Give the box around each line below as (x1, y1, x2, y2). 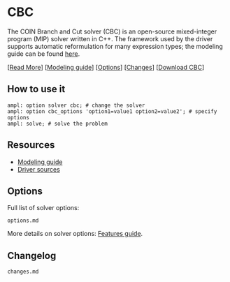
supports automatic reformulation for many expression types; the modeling (7, 42, 224, 50)
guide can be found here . (7, 50, 80, 58)
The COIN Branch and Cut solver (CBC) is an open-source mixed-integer (7, 27, 217, 36)
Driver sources (17, 165, 61, 173)
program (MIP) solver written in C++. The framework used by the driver (7, 34, 213, 43)
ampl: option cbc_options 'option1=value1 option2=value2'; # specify (7, 107, 217, 115)
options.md (7, 217, 39, 224)
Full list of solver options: (7, 204, 80, 212)
